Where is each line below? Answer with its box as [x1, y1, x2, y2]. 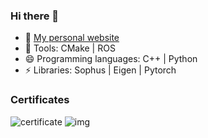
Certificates [10, 93, 70, 107]
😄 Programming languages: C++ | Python [24, 53, 198, 65]
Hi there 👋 [10, 9, 60, 23]
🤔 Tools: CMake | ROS [24, 42, 116, 54]
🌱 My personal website [24, 32, 120, 44]
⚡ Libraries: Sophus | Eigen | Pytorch [24, 64, 177, 76]
